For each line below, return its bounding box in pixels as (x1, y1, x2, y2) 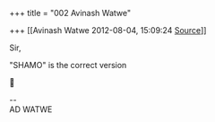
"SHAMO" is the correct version (9, 60, 127, 70)
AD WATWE (9, 104, 53, 115)
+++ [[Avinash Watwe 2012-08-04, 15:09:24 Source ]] (9, 25, 207, 35)
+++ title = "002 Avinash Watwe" (9, 8, 132, 18)
